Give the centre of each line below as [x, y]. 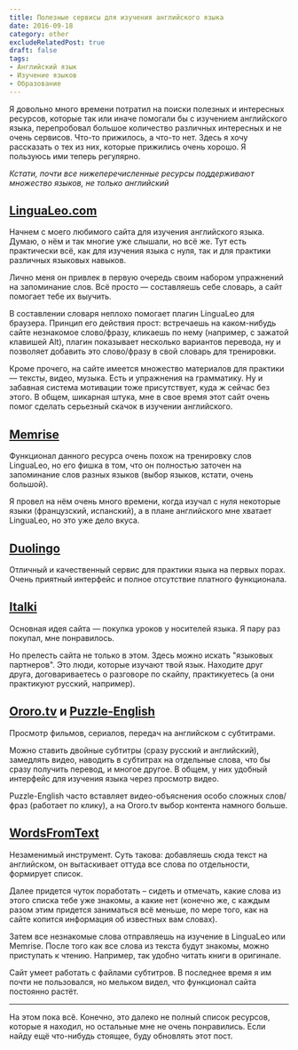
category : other [39, 34]
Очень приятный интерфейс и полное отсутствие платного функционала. [148, 580]
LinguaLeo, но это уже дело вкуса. [74, 520]
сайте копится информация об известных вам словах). [114, 919]
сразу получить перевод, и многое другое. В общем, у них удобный [138, 769]
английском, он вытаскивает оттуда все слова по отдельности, [129, 864]
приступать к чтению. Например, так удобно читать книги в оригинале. [145, 955]
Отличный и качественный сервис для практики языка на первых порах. [148, 570]
